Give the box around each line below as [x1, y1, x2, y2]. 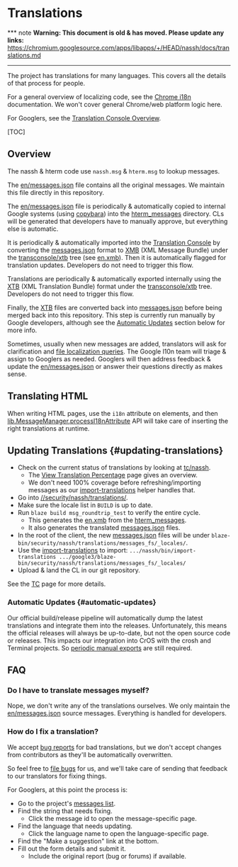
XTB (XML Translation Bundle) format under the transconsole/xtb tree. [7, 282, 212, 290]
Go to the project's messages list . [17, 799, 115, 807]
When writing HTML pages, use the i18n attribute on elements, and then [7, 409, 218, 417]
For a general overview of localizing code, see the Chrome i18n [7, 92, 191, 101]
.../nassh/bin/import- [129, 548, 196, 555]
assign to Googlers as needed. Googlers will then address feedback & [7, 354, 211, 363]
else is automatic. [7, 225, 59, 233]
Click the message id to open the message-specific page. [28, 814, 197, 822]
